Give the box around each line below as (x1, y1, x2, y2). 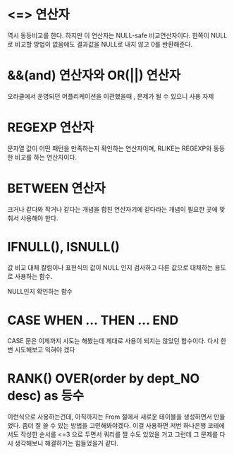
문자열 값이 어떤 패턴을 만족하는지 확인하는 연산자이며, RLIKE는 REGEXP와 (7, 144, 212, 153)
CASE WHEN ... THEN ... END (7, 312, 179, 328)
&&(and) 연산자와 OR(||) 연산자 (7, 68, 181, 83)
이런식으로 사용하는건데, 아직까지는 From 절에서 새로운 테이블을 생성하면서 (7, 412, 213, 421)
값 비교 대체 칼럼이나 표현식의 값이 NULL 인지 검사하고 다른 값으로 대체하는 (7, 263, 214, 272)
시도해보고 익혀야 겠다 (14, 345, 75, 354)
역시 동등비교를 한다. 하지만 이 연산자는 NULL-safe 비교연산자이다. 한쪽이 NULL (7, 31, 228, 40)
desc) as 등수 (7, 388, 85, 403)
